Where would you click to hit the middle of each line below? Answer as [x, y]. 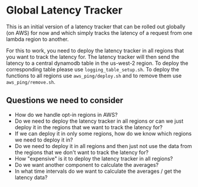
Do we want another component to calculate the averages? [87, 165]
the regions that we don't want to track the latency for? [82, 152]
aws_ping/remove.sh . [31, 82]
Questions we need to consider [65, 101]
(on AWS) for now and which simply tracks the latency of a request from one [99, 32]
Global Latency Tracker [64, 10]
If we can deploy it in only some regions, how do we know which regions [103, 133]
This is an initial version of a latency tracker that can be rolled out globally [96, 27]
